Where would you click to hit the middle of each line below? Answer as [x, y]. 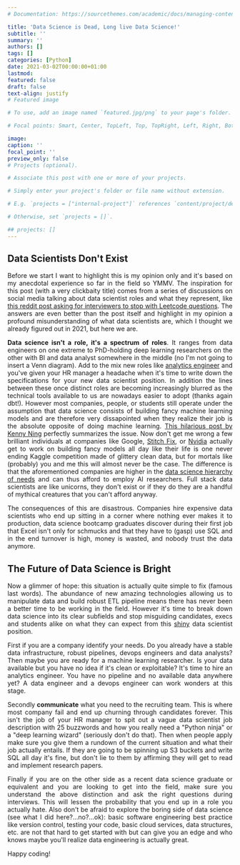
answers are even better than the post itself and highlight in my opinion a [120, 314]
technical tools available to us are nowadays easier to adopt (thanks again [120, 396]
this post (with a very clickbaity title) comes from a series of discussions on [120, 291]
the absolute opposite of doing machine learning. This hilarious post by [120, 426]
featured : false [31, 80]
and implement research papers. [55, 766]
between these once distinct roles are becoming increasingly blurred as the [120, 388]
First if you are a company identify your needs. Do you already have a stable [120, 645]
